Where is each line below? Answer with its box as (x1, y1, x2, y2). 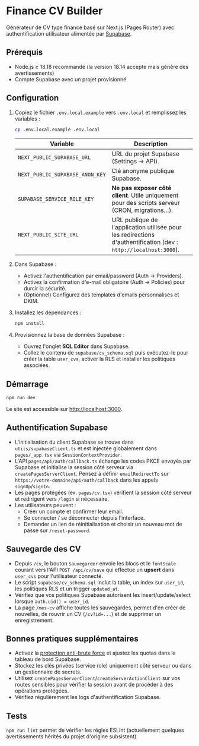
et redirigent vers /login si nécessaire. (14, 495, 110, 502)
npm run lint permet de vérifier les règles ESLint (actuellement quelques (6, 726, 185, 734)
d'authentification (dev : (111, 238, 178, 246)
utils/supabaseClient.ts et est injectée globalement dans (14, 444, 157, 452)
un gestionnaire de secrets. (14, 668, 82, 675)
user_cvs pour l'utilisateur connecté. (14, 572, 104, 580)
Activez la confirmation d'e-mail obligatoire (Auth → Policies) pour (23, 279, 185, 286)
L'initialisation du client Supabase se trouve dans (14, 438, 134, 445)
